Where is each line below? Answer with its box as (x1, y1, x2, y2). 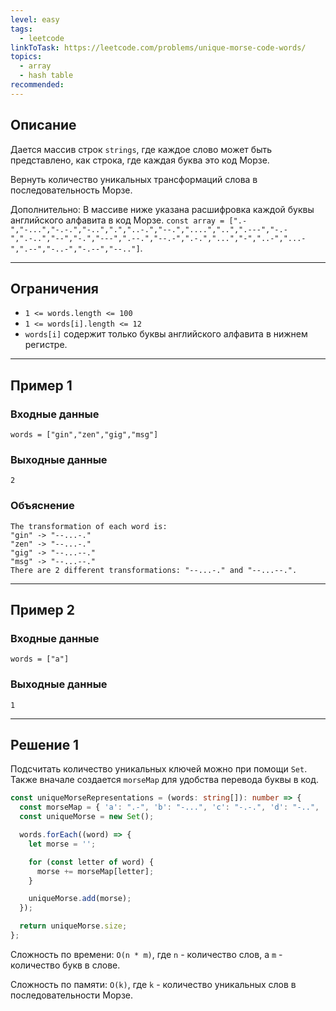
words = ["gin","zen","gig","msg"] (10, 430, 159, 440)
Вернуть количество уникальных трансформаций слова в (10, 173, 258, 185)
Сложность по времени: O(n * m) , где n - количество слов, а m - (10, 948, 283, 960)
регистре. (24, 339, 68, 351)
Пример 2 (10, 602, 76, 619)
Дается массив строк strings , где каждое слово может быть (10, 143, 273, 155)
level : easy (10, 14, 60, 25)
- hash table (19, 71, 74, 81)
